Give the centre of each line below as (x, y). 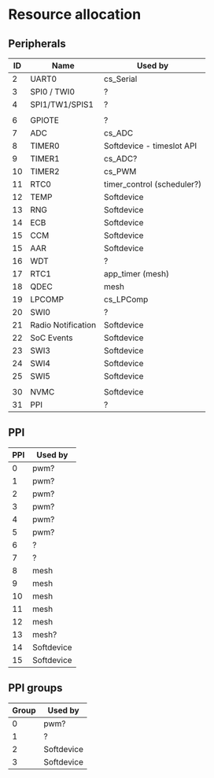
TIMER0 (45, 146)
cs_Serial (120, 79)
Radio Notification (63, 325)
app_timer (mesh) (136, 274)
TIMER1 (45, 159)
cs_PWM (120, 171)
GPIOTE (44, 120)
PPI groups (35, 688)
